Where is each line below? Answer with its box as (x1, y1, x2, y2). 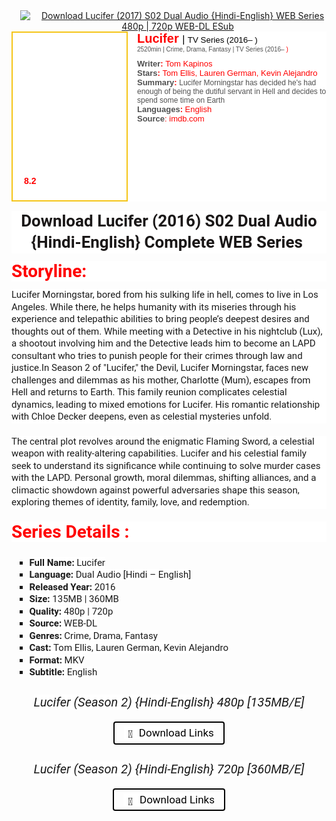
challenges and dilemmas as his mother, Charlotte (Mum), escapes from (11, 374, 311, 386)
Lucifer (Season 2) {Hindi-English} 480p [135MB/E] (33, 694, 305, 711)
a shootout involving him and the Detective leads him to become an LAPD (11, 337, 316, 350)
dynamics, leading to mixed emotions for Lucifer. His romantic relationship (11, 398, 321, 411)
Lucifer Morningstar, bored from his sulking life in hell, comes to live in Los (11, 289, 319, 301)
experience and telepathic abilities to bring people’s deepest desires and (11, 313, 310, 326)
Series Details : (11, 520, 130, 543)
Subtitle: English (29, 666, 98, 679)
